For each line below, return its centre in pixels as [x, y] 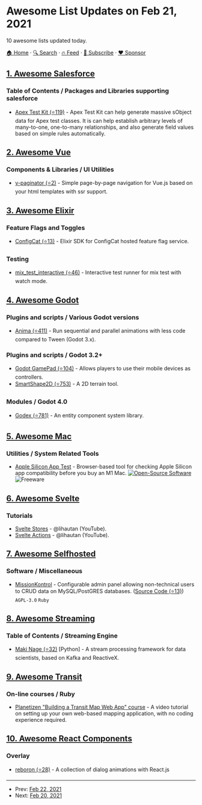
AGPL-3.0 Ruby [32, 600]
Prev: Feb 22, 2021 [38, 789]
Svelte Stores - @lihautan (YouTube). [61, 529]
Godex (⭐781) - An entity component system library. [79, 415]
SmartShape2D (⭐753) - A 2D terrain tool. [67, 384]
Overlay [18, 756]
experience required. [41, 720]
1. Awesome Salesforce [50, 74]
